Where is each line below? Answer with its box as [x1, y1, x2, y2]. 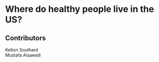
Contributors [5, 34, 46, 42]
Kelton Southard [5, 47, 38, 53]
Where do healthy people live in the [5, 3, 154, 15]
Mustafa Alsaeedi [5, 52, 41, 58]
